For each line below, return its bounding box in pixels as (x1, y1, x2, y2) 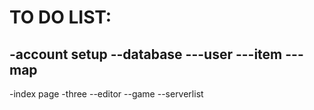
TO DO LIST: (9, 6, 112, 29)
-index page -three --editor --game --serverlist (9, 88, 204, 100)
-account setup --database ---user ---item (9, 46, 283, 63)
